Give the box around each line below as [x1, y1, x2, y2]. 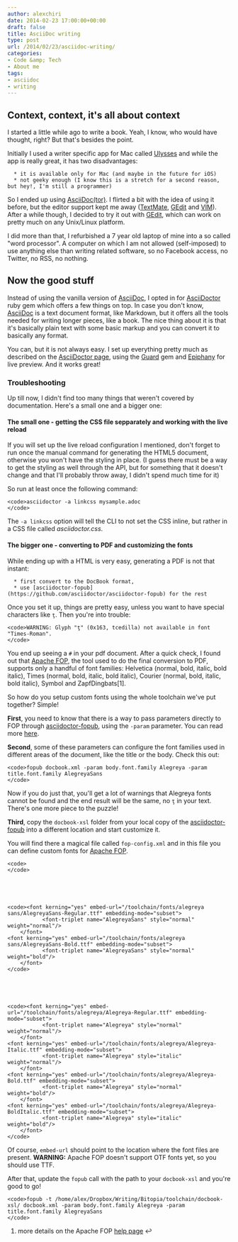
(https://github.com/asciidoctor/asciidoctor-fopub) [7, 590, 166, 598]
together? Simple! [7, 700, 59, 709]
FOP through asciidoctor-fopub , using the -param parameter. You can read [7, 721, 223, 730]
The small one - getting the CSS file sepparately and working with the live [7, 418, 228, 426]
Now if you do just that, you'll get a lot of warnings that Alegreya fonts [7, 788, 212, 798]
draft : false [7, 23, 46, 30]
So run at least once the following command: [7, 485, 138, 493]
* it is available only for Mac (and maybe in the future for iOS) [13, 171, 217, 178]
